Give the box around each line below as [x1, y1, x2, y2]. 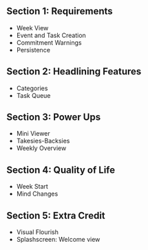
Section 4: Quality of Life [6, 164, 116, 176]
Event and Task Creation [16, 31, 87, 39]
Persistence [16, 45, 51, 54]
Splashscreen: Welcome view [16, 236, 101, 244]
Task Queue [16, 91, 51, 99]
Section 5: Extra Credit [6, 209, 106, 221]
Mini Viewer [16, 129, 51, 138]
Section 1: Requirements [6, 6, 113, 17]
